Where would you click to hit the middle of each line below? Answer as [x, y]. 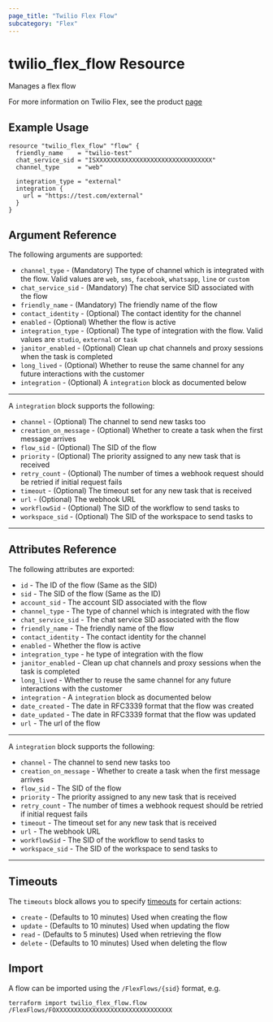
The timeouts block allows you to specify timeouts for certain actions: [125, 901]
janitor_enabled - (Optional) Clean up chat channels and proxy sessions [142, 348]
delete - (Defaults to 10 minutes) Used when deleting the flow [123, 942]
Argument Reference [63, 235]
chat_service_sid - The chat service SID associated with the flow [130, 619]
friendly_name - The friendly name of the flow [97, 628]
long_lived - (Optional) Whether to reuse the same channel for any [132, 366]
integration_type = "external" [69, 182]
